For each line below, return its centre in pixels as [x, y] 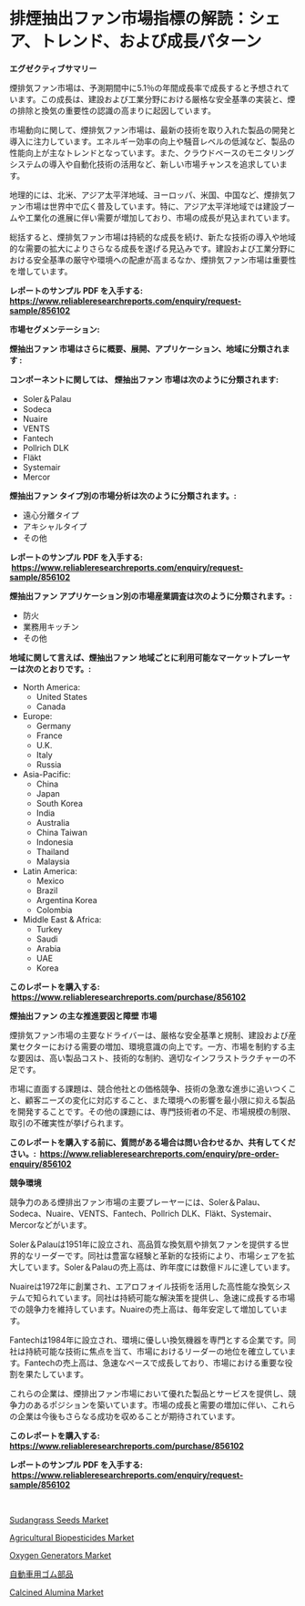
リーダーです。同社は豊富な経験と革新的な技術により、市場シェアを [160, 1255]
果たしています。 [57, 1374]
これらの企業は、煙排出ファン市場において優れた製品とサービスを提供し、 [149, 1393]
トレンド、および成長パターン [151, 41]
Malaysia [53, 861]
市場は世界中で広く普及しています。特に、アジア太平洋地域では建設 [152, 206]
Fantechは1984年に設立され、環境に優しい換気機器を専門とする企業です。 [149, 1340]
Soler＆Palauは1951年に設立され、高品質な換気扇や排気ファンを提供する [146, 1244]
